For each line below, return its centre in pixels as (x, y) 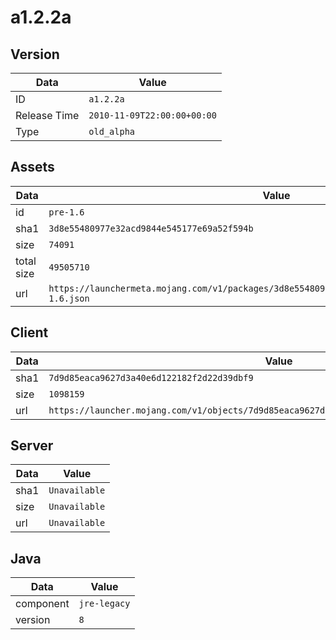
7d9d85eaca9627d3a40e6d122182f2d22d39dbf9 (151, 377)
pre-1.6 (66, 212)
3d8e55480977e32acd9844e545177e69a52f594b (151, 228)
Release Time (47, 115)
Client (29, 332)
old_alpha (112, 131)
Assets (32, 167)
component (42, 604)
